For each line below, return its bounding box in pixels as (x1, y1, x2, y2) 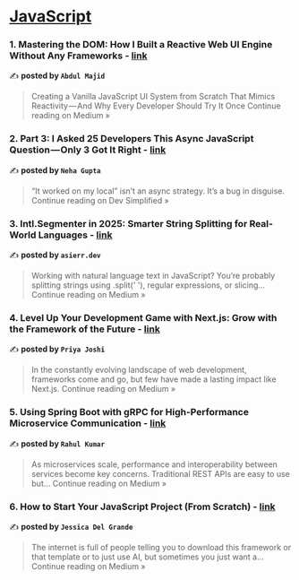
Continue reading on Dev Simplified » (30, 195, 170, 205)
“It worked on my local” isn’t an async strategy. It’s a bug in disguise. (30, 186, 285, 196)
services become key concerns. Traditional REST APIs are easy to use (30, 468, 291, 479)
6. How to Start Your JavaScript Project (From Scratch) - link (9, 500, 276, 513)
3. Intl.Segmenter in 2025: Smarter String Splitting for (9, 217, 248, 229)
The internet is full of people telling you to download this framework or (30, 541, 292, 552)
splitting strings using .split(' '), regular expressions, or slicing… (30, 280, 266, 290)
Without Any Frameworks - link (9, 49, 148, 62)
